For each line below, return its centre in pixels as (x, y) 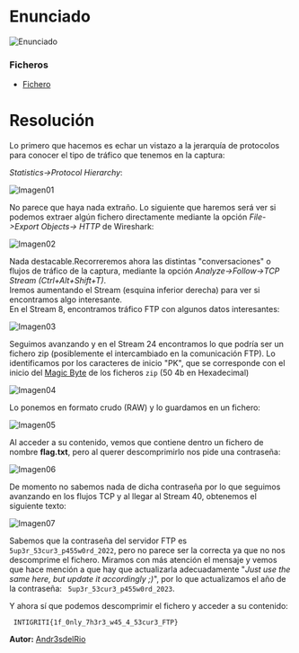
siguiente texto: (38, 506)
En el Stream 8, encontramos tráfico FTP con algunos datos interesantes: (145, 309)
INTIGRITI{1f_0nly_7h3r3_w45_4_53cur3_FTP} (96, 622)
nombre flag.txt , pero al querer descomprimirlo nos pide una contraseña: (145, 452)
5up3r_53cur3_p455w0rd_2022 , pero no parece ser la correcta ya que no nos (147, 550)
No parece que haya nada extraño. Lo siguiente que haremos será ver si (143, 208)
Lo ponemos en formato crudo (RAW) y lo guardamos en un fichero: (135, 407)
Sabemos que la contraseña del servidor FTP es (98, 541)
